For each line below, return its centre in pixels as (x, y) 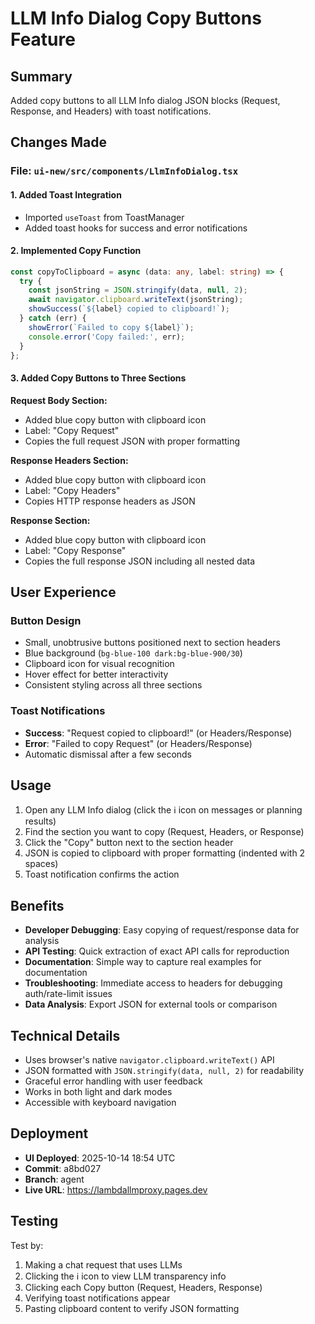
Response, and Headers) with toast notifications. (111, 111)
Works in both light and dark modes (98, 1092)
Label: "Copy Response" (75, 550)
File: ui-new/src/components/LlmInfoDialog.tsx (124, 171)
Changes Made (58, 142)
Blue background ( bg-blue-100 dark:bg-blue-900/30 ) (133, 653)
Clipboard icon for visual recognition (99, 664)
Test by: (27, 1245)
